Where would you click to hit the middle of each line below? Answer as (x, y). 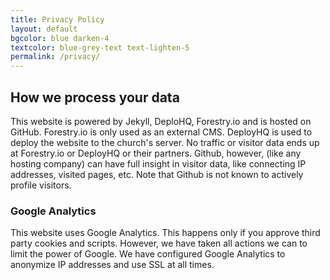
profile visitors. (41, 185)
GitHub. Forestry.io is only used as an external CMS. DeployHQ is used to (161, 132)
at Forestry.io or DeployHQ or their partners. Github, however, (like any (156, 153)
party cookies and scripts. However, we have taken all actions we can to (159, 243)
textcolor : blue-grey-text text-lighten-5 (100, 47)
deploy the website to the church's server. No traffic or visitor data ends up (165, 142)
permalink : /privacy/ (55, 57)
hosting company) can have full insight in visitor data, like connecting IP (158, 163)
